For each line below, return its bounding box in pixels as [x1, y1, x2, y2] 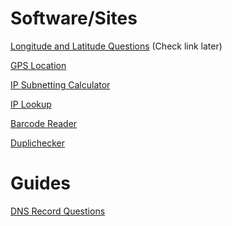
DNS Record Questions [10, 205, 106, 217]
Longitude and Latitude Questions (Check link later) [10, 40, 223, 52]
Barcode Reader [10, 117, 78, 129]
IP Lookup [10, 98, 52, 110]
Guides [10, 172, 72, 195]
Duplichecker [10, 137, 65, 149]
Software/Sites [10, 7, 138, 30]
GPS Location [10, 59, 67, 71]
